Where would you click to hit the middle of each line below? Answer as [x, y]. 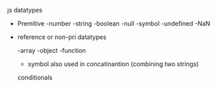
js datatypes [25, 10]
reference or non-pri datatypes [62, 37]
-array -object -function [51, 50]
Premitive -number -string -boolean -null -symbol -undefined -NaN [114, 23]
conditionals [35, 77]
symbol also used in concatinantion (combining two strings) [113, 64]
